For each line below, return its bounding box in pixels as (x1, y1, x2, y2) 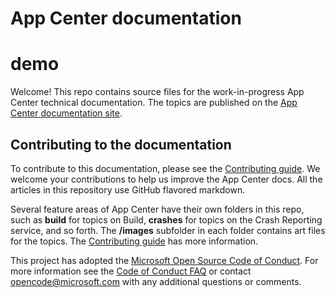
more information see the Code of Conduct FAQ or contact (10, 265, 252, 277)
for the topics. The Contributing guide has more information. (10, 235, 259, 247)
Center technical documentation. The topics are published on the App (10, 97, 298, 109)
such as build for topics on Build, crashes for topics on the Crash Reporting (10, 213, 323, 226)
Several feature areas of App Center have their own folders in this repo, (10, 203, 305, 215)
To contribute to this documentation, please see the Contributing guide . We (10, 162, 321, 174)
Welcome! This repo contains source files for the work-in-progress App (10, 86, 305, 98)
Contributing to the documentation (10, 136, 232, 153)
